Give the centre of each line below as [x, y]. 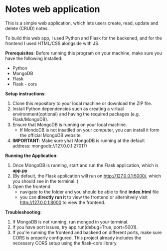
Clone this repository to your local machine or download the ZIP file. [82, 103]
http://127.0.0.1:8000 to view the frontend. [63, 202]
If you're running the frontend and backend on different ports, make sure [87, 232]
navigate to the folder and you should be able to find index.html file [89, 191]
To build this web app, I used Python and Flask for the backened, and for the [83, 38]
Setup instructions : [25, 93]
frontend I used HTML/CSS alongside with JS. [52, 43]
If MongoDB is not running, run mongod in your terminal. [70, 221]
